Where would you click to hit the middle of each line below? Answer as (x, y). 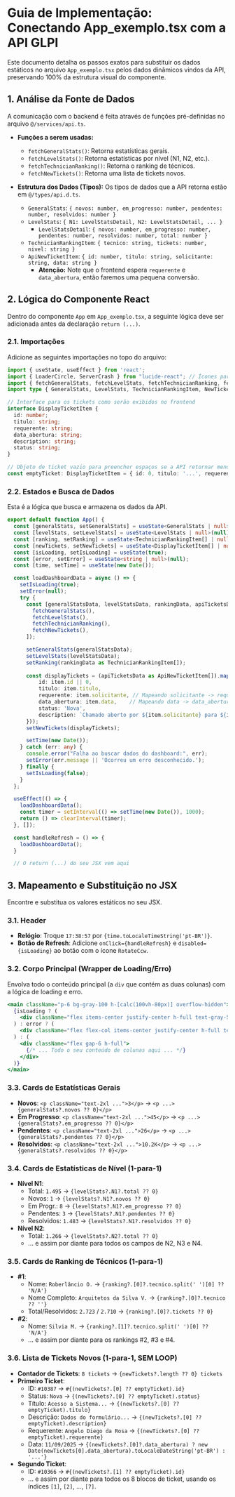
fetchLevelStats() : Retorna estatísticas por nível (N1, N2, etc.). (119, 158)
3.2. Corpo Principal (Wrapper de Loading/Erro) (90, 969)
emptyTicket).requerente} (65, 1437)
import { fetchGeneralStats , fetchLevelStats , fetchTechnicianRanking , (114, 383)
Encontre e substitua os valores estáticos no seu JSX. (85, 902)
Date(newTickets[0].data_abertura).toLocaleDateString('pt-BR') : (127, 1451)
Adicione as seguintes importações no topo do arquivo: (87, 357)
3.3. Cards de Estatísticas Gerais (64, 1088)
